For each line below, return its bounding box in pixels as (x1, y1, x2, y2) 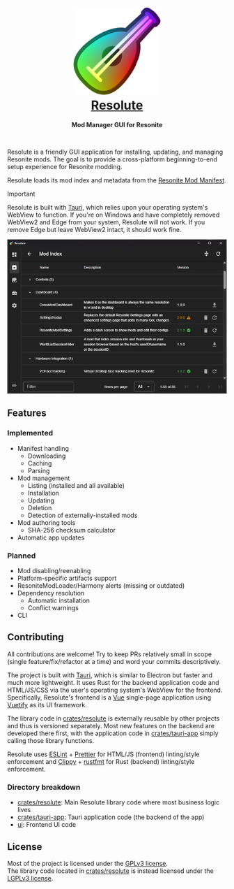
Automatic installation (27, 596, 91, 605)
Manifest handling (17, 444, 70, 452)
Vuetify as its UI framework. (7, 700, 87, 709)
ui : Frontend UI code (17, 821, 77, 829)
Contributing (7, 631, 64, 643)
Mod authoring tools (17, 518, 76, 527)
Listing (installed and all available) (27, 481, 125, 489)
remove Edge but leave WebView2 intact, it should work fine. (7, 225, 182, 233)
